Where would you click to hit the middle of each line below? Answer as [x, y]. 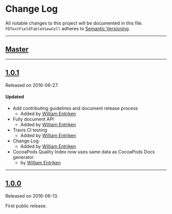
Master [17, 49]
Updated [15, 97]
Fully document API [33, 119]
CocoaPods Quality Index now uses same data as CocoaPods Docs [84, 152]
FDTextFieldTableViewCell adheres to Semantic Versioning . [68, 28]
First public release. [26, 206]
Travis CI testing [30, 130]
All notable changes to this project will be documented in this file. [74, 23]
